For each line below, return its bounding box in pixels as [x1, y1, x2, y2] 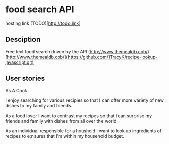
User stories [5, 74, 45, 83]
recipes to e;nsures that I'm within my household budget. [5, 133, 124, 139]
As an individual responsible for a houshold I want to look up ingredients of [5, 128, 162, 134]
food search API [5, 4, 75, 15]
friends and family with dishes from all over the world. [5, 118, 118, 124]
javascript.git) [5, 59, 34, 65]
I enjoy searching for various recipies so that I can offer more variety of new [5, 97, 164, 103]
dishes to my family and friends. [5, 102, 73, 109]
